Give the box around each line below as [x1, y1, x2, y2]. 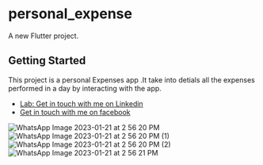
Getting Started [8, 54, 86, 67]
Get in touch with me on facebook [19, 107, 131, 117]
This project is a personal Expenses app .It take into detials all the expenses [8, 75, 255, 84]
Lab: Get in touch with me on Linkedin [19, 98, 144, 108]
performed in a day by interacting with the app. [8, 83, 162, 93]
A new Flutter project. [8, 31, 79, 40]
